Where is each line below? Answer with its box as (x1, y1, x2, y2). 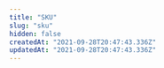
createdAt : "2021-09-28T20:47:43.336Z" (9, 37, 157, 47)
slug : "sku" (9, 21, 53, 30)
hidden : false (9, 29, 62, 38)
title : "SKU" (9, 12, 58, 22)
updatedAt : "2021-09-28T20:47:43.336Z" (9, 46, 157, 55)
